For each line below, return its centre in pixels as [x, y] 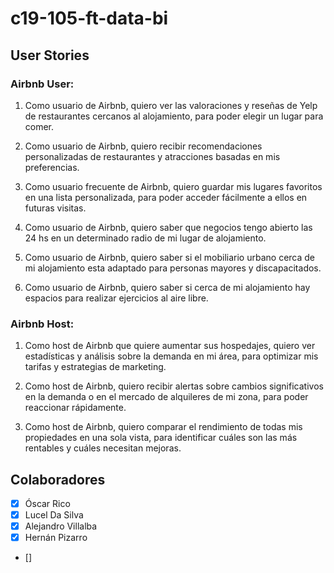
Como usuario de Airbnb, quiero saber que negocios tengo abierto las [168, 227]
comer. [39, 126]
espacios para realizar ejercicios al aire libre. [116, 298]
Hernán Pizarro [56, 538]
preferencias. [52, 167]
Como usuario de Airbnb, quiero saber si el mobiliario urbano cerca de [169, 257]
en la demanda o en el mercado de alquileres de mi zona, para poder [166, 397]
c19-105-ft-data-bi [89, 18]
